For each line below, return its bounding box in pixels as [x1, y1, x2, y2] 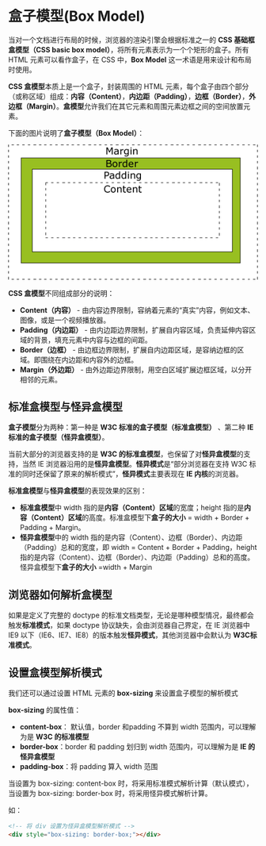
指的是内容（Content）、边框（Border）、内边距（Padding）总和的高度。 [19, 552, 255, 562]
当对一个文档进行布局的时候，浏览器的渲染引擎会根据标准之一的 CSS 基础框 [8, 35, 255, 44]
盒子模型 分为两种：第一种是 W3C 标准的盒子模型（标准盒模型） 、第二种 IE [8, 422, 254, 433]
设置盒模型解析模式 [8, 666, 102, 679]
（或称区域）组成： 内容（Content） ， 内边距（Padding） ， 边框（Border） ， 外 [8, 91, 256, 101]
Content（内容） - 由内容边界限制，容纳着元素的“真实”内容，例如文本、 [19, 305, 255, 314]
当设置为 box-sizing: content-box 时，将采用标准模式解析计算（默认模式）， [8, 779, 253, 788]
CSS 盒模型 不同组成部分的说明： [8, 288, 115, 298]
